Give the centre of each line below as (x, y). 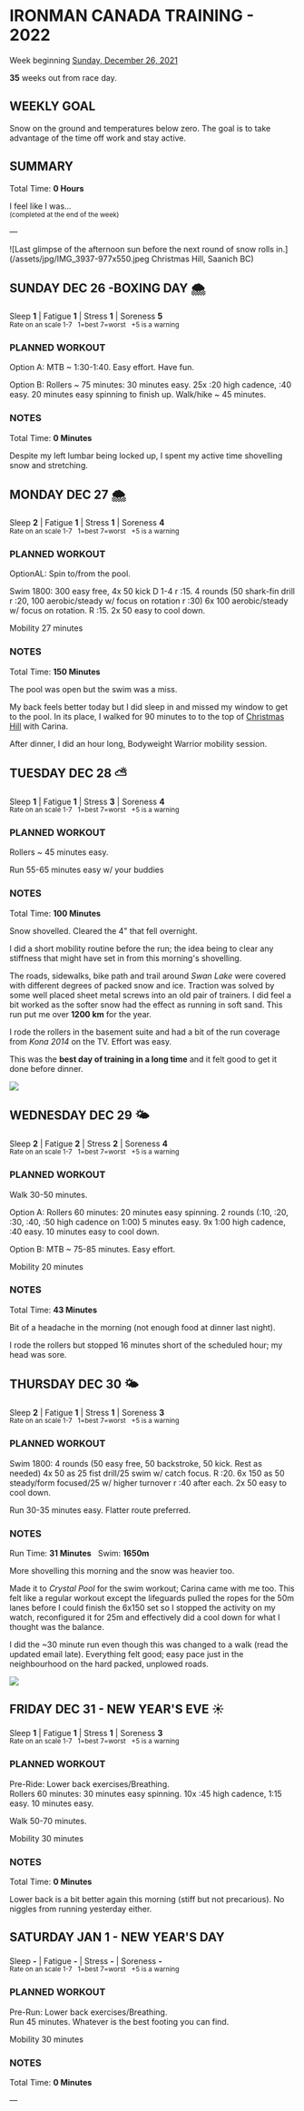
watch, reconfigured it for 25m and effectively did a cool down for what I (145, 1617)
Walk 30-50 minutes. (49, 1194)
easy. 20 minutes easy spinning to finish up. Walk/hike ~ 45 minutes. (138, 395)
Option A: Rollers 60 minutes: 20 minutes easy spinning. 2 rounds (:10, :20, (149, 1212)
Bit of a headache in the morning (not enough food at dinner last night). (142, 1327)
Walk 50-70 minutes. (48, 1821)
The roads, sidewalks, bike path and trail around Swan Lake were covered (148, 976)
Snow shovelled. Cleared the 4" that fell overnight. (103, 930)
